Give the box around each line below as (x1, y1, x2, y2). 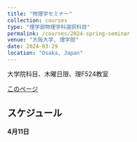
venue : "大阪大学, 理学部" (7, 37, 79, 44)
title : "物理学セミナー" (7, 10, 72, 18)
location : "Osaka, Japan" (7, 50, 83, 57)
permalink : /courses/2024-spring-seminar (7, 30, 131, 37)
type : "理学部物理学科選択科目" (7, 23, 91, 30)
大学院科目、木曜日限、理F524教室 (7, 70, 109, 78)
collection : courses (7, 17, 68, 24)
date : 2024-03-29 (7, 43, 58, 50)
